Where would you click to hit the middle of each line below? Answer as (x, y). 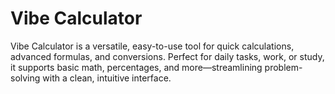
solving (25, 78)
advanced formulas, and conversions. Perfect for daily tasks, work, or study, (167, 56)
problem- (283, 67)
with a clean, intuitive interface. (107, 78)
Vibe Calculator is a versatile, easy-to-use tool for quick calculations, (152, 46)
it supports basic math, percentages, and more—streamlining (136, 67)
